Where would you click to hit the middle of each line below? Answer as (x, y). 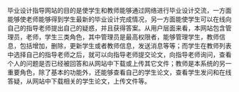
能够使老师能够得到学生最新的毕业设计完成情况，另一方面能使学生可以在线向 (119, 19)
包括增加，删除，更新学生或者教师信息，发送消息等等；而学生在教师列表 (126, 46)
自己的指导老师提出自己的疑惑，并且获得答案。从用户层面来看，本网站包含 (116, 28)
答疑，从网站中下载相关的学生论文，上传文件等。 (79, 81)
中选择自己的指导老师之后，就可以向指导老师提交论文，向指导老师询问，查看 (119, 54)
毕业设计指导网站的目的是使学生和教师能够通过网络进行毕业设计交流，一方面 (119, 10)
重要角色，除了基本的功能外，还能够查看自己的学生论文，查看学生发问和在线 (119, 72)
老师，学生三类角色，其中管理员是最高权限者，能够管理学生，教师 (122, 37)
